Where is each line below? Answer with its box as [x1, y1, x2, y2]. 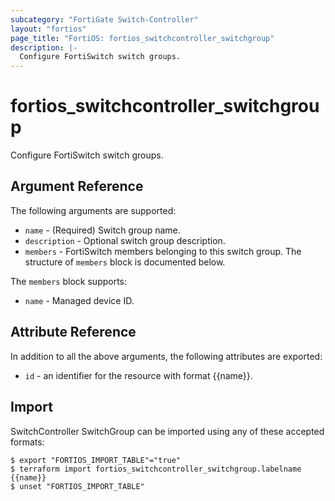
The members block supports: [10, 275, 128, 287]
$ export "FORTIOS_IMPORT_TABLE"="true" [10, 455, 182, 465]
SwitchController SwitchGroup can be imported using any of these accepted [10, 425, 325, 437]
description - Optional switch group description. [24, 234, 226, 246]
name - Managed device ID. [24, 294, 135, 306]
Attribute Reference [10, 324, 137, 341]
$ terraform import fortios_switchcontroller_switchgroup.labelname [10, 464, 302, 474]
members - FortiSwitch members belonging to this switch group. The [24, 245, 302, 257]
